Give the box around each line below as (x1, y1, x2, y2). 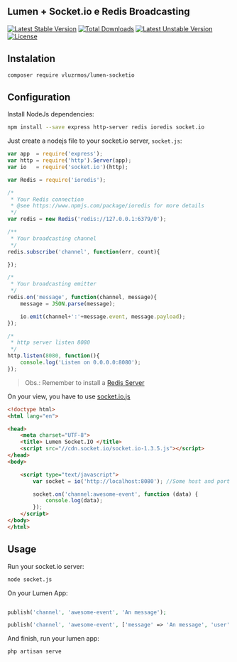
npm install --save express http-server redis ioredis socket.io (7, 124, 204, 131)
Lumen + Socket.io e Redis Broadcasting (7, 6, 190, 18)
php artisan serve (7, 648, 62, 656)
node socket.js (7, 575, 53, 583)
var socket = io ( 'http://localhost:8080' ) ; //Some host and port (33, 477, 231, 485)
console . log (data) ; (45, 497, 103, 504)
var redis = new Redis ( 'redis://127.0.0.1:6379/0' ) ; (7, 216, 167, 223)
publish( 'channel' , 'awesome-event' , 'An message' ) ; (7, 609, 167, 616)
